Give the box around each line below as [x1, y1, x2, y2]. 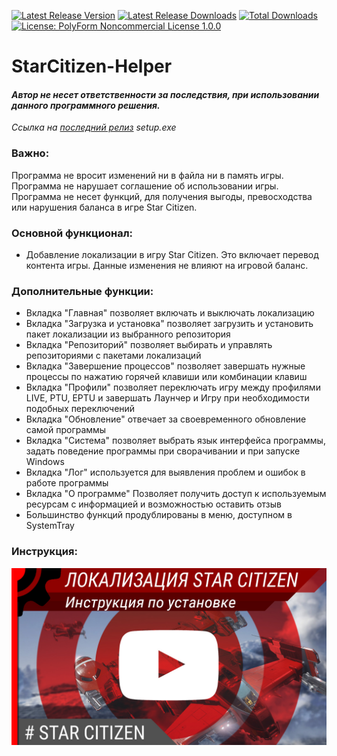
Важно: [11, 146, 50, 160]
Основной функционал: [11, 226, 134, 240]
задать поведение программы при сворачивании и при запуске [25, 445, 301, 457]
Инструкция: [11, 545, 78, 559]
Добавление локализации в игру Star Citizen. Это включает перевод [25, 248, 319, 260]
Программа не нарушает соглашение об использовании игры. [11, 180, 279, 192]
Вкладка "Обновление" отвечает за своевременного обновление [25, 413, 307, 425]
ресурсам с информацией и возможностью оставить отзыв [25, 498, 282, 510]
